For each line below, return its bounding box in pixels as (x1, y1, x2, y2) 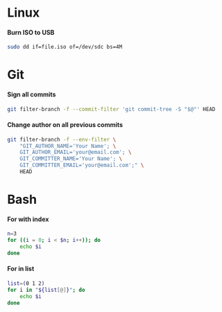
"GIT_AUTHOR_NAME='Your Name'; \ (19, 142, 117, 150)
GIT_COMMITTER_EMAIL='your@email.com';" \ (19, 162, 144, 169)
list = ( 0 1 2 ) (7, 280, 45, 287)
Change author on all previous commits (7, 121, 123, 129)
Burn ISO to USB (7, 28, 55, 36)
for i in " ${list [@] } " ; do (7, 286, 85, 293)
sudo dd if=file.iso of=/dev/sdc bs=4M (7, 44, 123, 51)
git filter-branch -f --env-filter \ (7, 136, 117, 143)
